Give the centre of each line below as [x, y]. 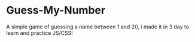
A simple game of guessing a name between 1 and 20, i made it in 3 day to [98, 27]
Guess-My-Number [56, 10]
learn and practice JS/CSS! [39, 33]
